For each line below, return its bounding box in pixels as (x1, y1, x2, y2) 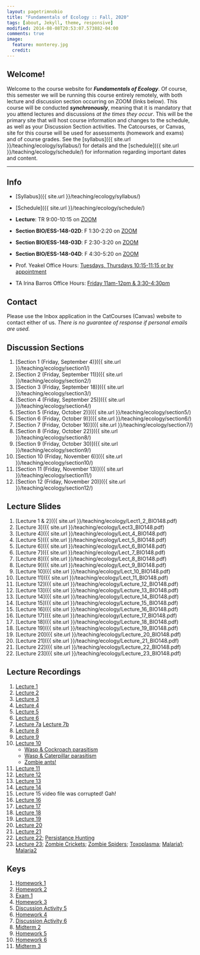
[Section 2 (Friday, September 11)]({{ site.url (15, 371, 123, 377)
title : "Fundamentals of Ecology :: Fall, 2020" (7, 14, 129, 20)
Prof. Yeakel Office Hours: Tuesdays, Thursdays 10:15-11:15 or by (15, 262, 174, 269)
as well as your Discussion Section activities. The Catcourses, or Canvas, (7, 123, 186, 130)
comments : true (7, 31, 45, 37)
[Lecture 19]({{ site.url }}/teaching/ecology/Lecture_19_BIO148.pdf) (15, 624, 179, 632)
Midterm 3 (15, 943, 41, 950)
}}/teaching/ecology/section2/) (15, 377, 91, 384)
